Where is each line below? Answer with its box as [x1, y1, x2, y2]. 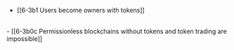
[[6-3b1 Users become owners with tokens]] [16, 6, 145, 14]
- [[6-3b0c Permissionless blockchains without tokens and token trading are [6, 27, 228, 35]
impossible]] [6, 35, 43, 43]
